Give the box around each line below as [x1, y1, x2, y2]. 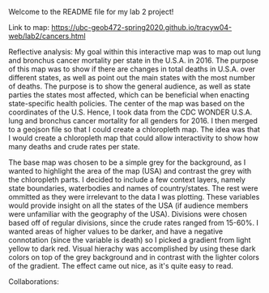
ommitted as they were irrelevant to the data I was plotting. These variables [8, 192, 260, 201]
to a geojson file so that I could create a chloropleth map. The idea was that [8, 125, 261, 134]
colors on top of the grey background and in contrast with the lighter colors [8, 252, 259, 262]
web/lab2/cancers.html [8, 32, 87, 41]
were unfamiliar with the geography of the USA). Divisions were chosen [8, 209, 247, 218]
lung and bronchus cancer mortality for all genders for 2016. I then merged [8, 116, 258, 125]
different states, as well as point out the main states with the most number [8, 73, 255, 82]
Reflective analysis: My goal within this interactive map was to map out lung [8, 47, 262, 56]
